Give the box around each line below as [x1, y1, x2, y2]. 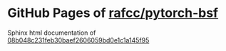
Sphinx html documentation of [7, 28, 96, 37]
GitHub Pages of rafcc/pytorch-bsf [7, 5, 219, 21]
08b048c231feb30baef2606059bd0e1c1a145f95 [7, 35, 150, 44]
